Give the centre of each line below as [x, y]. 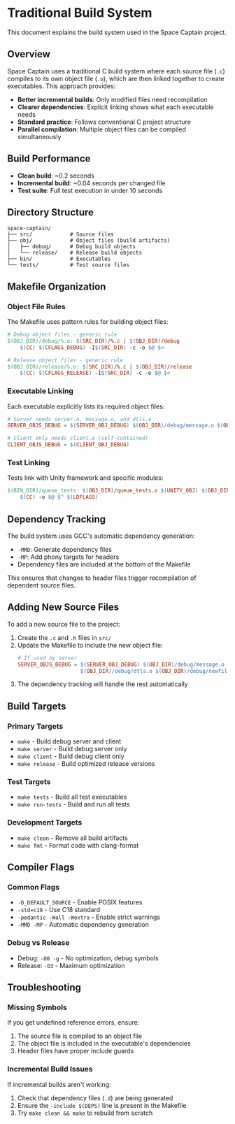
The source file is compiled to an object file [79, 1036]
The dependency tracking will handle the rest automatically [102, 684]
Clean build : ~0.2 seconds [56, 176]
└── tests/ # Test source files [69, 265]
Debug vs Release [38, 943]
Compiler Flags [41, 868]
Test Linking [29, 463]
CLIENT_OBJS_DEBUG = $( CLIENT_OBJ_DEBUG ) [69, 445]
